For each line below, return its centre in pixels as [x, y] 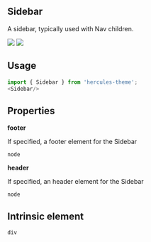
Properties [31, 110]
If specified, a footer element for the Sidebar [72, 142]
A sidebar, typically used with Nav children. [71, 28]
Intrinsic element [45, 216]
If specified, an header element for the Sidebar [75, 182]
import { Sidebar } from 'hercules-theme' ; [73, 82]
